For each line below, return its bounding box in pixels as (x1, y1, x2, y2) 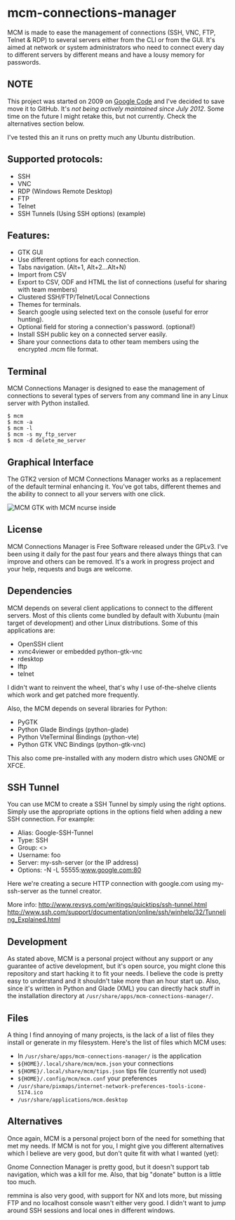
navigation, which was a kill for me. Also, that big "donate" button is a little (7, 1170, 222, 1179)
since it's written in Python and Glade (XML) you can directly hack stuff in (7, 984, 220, 993)
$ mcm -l (7, 425, 33, 432)
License (7, 524, 43, 536)
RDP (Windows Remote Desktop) (17, 187, 113, 195)
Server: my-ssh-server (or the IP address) (17, 858, 139, 867)
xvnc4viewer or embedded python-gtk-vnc (17, 647, 143, 656)
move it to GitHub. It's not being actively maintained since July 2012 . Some (7, 104, 224, 113)
